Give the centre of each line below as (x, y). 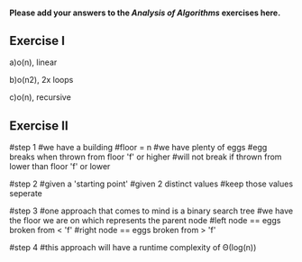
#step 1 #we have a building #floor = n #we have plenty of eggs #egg (138, 148)
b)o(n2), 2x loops (41, 80)
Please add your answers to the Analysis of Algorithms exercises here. (145, 13)
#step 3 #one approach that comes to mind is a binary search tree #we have (151, 211)
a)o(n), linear (33, 62)
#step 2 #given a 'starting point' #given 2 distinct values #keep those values (151, 184)
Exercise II (39, 126)
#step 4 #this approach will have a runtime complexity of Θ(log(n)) (133, 248)
